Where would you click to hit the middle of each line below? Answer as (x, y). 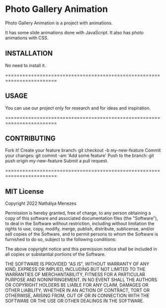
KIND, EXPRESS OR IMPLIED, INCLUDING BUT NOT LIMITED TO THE (75, 269)
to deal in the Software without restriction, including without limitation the (80, 224)
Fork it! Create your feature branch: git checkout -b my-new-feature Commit (83, 151)
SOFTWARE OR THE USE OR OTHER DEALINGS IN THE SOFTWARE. (75, 301)
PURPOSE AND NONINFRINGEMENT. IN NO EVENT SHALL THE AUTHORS (81, 280)
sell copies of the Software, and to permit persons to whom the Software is (82, 234)
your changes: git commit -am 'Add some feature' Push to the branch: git (80, 155)
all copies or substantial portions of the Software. (55, 254)
